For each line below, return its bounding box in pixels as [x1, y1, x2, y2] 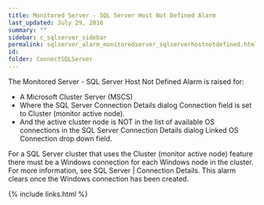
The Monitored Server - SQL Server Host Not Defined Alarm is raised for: [8, 76, 245, 86]
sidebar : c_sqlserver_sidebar [8, 33, 108, 42]
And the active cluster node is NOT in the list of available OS [19, 117, 214, 126]
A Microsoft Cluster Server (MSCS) [19, 92, 134, 101]
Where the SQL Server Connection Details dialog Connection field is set [19, 100, 252, 110]
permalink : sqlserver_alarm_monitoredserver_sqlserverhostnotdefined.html [8, 41, 258, 49]
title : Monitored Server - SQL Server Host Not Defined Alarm [8, 11, 216, 20]
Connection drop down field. [19, 134, 112, 143]
